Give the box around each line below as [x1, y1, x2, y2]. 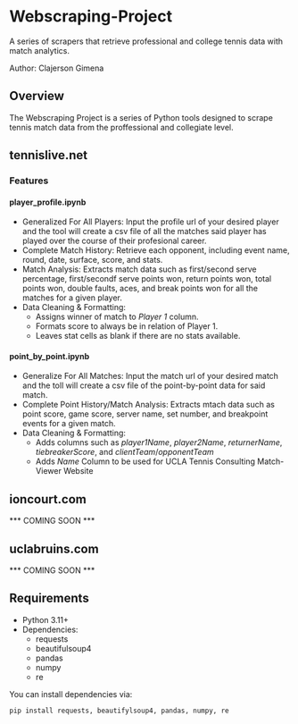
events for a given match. [21, 418, 116, 429]
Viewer [35, 466, 62, 476]
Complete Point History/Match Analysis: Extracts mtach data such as [21, 400, 275, 410]
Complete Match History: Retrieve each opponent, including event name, [21, 245, 290, 256]
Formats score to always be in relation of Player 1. [35, 321, 219, 332]
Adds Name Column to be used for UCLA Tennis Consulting [35, 456, 256, 467]
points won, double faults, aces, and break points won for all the [21, 283, 259, 294]
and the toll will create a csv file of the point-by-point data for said [21, 380, 266, 391]
